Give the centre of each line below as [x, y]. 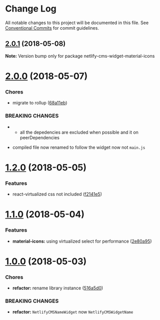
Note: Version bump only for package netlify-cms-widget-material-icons [80, 56]
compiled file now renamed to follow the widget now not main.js [79, 147]
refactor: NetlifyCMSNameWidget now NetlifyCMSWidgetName [73, 312]
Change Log [31, 9]
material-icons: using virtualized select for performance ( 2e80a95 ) [82, 241]
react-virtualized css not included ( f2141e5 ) [57, 194]
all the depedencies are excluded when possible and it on [79, 132]
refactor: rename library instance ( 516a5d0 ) [58, 288]
